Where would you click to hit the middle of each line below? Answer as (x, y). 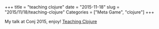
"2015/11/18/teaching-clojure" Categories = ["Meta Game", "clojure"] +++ (79, 12)
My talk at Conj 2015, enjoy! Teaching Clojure (51, 22)
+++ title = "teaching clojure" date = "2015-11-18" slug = (62, 7)
